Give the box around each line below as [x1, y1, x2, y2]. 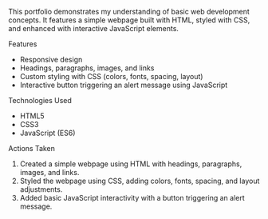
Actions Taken [8, 144, 56, 153]
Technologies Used [8, 96, 72, 105]
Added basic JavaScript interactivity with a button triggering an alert [19, 193, 245, 202]
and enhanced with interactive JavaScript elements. [8, 24, 179, 33]
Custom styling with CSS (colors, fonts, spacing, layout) [19, 72, 203, 81]
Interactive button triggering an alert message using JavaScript [19, 80, 228, 90]
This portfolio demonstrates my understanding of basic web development [8, 7, 250, 16]
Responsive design [19, 55, 83, 64]
